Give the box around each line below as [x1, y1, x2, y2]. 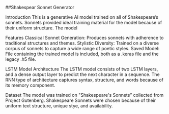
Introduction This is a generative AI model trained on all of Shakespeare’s [5, 14, 159, 20]
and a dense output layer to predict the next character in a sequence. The [5, 71, 160, 78]
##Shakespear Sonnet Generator [5, 5, 75, 10]
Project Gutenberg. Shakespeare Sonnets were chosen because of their [5, 97, 156, 103]
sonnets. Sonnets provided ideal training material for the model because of [5, 20, 162, 25]
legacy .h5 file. [5, 56, 37, 62]
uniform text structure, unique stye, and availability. [5, 103, 113, 108]
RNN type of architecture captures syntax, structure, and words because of [5, 77, 164, 83]
